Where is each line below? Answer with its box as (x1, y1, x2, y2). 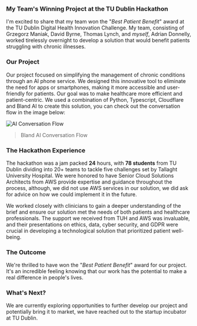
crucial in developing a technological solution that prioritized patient (6, 227, 171, 234)
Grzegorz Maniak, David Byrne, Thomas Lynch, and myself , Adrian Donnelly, (6, 31, 192, 38)
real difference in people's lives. (6, 274, 84, 281)
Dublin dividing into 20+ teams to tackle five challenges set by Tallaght (6, 165, 178, 172)
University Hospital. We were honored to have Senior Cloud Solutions (6, 172, 174, 179)
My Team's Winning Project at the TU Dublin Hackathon (6, 5, 169, 13)
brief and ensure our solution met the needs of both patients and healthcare (6, 208, 190, 215)
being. (6, 233, 22, 240)
